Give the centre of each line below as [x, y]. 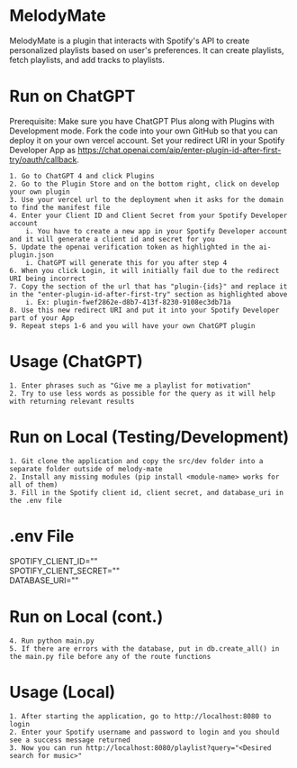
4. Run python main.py [52, 641]
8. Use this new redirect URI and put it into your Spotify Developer [144, 310]
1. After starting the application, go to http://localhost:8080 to [140, 716]
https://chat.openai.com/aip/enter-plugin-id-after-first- [180, 150]
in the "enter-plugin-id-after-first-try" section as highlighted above [148, 294]
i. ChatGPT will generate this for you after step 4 [126, 262]
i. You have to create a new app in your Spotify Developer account [157, 231]
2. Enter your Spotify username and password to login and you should [144, 732]
